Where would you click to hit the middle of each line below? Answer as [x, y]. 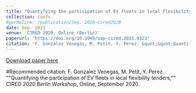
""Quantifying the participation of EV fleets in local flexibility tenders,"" [91, 78]
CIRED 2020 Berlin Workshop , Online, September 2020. [73, 84]
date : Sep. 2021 [26, 28]
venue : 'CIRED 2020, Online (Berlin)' [53, 33]
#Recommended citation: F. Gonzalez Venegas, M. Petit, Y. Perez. [85, 71]
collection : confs [28, 17]
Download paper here [32, 60]
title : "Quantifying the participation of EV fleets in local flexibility [99, 11]
